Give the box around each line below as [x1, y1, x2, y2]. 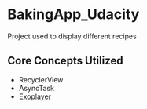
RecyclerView [18, 74, 64, 84]
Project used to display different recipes [7, 31, 137, 41]
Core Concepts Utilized [7, 54, 123, 67]
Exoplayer [18, 92, 52, 101]
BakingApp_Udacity [7, 5, 140, 24]
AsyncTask [18, 83, 54, 93]
